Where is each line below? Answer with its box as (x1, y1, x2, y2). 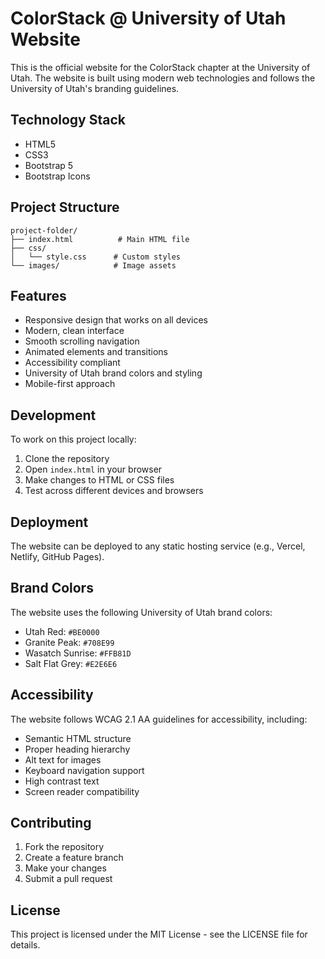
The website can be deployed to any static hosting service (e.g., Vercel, (10, 540, 306, 552)
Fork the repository (24, 841, 105, 853)
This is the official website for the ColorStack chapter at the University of (10, 61, 311, 73)
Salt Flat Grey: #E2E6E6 (24, 657, 118, 669)
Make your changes (24, 862, 107, 874)
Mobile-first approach (24, 378, 116, 390)
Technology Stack (10, 112, 126, 129)
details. (10, 939, 41, 951)
